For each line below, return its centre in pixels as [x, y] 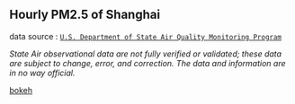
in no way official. [42, 73]
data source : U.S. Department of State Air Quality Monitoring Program [145, 36]
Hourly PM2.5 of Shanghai [85, 15]
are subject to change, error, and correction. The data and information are [147, 63]
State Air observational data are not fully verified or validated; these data [145, 54]
